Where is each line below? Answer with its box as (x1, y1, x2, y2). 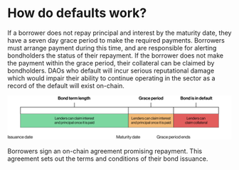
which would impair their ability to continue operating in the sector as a (7, 73, 216, 83)
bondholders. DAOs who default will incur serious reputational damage (7, 66, 215, 75)
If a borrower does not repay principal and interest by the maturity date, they (7, 28, 232, 37)
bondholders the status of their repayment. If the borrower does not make (7, 51, 224, 60)
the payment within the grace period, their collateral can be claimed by (7, 58, 215, 67)
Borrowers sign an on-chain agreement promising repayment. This (7, 147, 203, 156)
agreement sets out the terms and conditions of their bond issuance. (7, 154, 208, 163)
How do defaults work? (7, 5, 147, 21)
